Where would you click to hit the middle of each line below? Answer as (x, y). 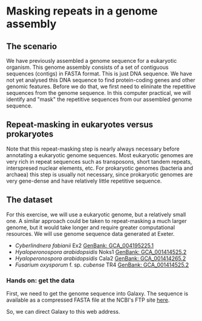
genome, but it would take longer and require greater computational (91, 227)
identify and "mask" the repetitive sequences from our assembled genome (99, 99)
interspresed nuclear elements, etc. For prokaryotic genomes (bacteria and (100, 168)
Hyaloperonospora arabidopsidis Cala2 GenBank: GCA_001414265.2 (100, 258)
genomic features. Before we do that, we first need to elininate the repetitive (101, 86)
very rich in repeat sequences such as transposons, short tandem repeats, (99, 161)
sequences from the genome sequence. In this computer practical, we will (99, 93)
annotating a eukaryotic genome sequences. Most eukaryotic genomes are (100, 155)
